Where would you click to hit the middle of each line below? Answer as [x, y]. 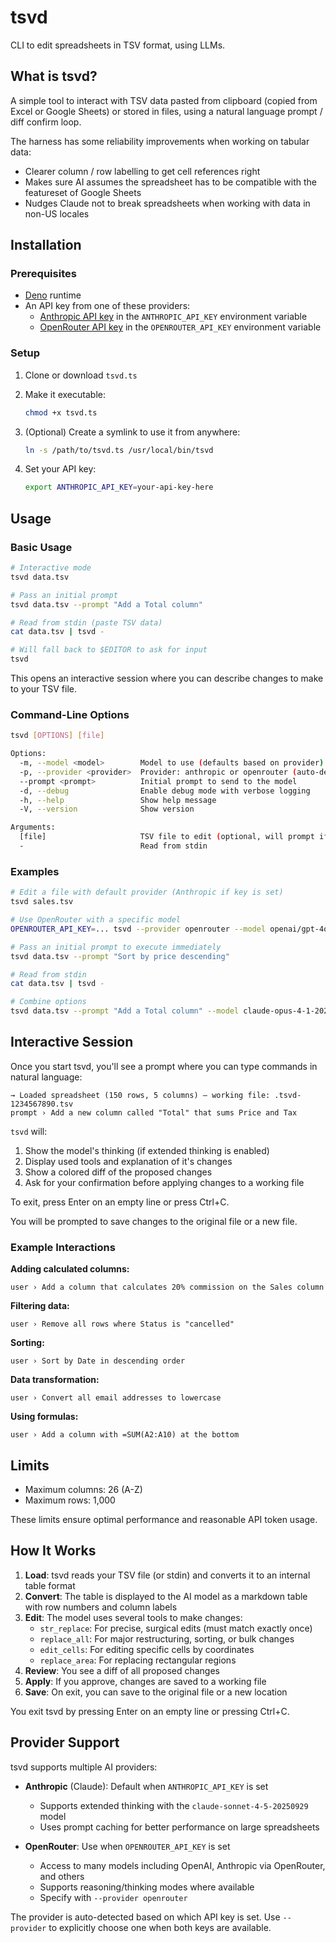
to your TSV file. [44, 689]
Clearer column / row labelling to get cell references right [142, 171]
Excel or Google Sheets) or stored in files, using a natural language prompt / [166, 111]
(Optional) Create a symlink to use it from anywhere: [132, 432]
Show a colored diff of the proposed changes [118, 1172]
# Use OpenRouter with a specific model [96, 920]
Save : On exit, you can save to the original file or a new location [156, 1692]
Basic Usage [41, 547]
